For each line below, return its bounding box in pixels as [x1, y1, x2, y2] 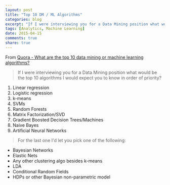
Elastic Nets [12, 152, 38, 158]
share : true [5, 40, 30, 45]
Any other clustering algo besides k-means [12, 158, 103, 164]
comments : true [5, 36, 37, 41]
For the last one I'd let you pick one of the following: [17, 137, 126, 143]
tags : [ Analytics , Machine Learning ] [5, 26, 85, 31]
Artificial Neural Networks [12, 127, 67, 133]
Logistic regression [12, 89, 53, 96]
